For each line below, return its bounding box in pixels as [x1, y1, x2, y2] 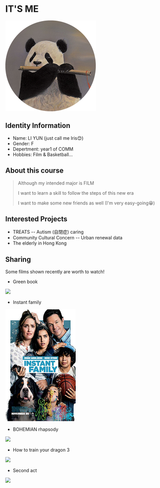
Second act [12, 467, 37, 474]
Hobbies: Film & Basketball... [12, 151, 73, 157]
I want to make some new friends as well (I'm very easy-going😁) [17, 200, 155, 206]
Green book [12, 278, 38, 285]
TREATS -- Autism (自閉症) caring [12, 229, 84, 235]
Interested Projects [5, 214, 67, 223]
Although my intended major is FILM [17, 180, 95, 186]
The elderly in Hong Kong [12, 240, 67, 247]
